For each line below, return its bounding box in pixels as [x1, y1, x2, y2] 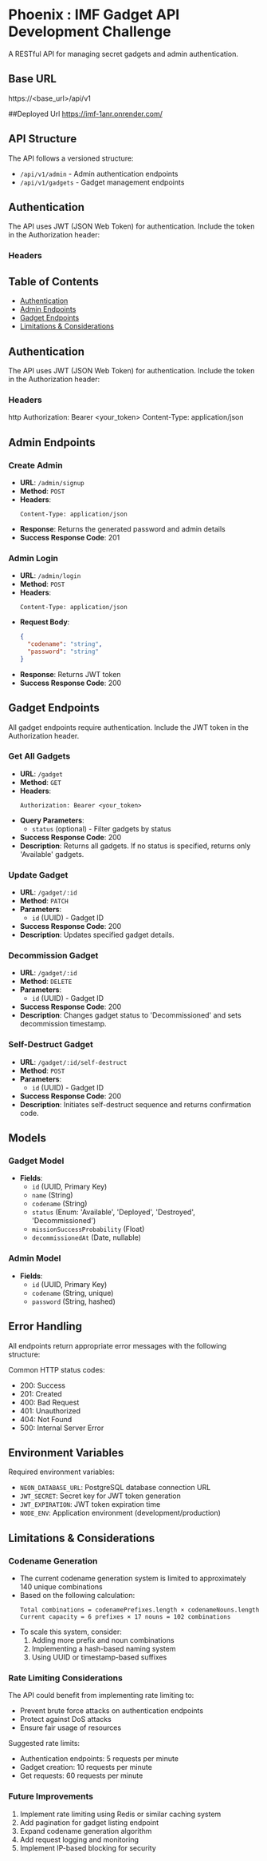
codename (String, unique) [31, 1288, 114, 1297]
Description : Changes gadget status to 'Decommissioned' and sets [19, 1010, 241, 1020]
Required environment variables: [8, 1467, 116, 1476]
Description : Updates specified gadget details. [19, 930, 175, 940]
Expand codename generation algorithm [19, 1826, 152, 1835]
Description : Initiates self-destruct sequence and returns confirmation [19, 1099, 252, 1109]
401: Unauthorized [19, 1405, 81, 1416]
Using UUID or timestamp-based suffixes [31, 1652, 167, 1662]
